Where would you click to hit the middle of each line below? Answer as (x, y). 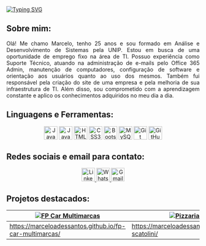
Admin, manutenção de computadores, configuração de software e (103, 69)
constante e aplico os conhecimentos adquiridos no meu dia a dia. (90, 95)
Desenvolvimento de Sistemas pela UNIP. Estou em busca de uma (103, 50)
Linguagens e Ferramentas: (60, 115)
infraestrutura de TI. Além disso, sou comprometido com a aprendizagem (103, 89)
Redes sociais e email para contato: (76, 157)
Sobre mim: (29, 28)
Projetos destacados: (48, 199)
